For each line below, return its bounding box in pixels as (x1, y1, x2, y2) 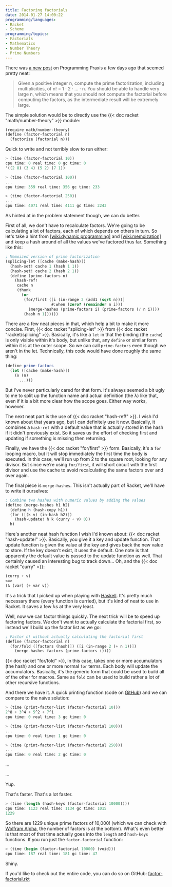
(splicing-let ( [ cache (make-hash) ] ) (5, 259, 86, 264)
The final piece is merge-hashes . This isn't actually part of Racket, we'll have (5, 482, 165, 488)
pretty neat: (5, 70, 30, 76)
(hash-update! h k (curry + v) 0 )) (14, 517, 91, 522)
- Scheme (5, 27, 24, 32)
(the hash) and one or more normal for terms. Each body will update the (5, 663, 158, 669)
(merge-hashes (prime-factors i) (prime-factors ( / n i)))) (28, 307, 160, 312)
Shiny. (5, 860, 19, 866)
